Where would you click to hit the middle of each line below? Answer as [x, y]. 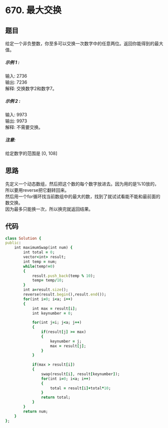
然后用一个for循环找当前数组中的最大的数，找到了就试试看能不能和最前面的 [83, 196]
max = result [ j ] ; [68, 346]
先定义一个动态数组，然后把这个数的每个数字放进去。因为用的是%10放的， [82, 184]
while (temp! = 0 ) [39, 266]
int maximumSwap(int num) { [43, 248]
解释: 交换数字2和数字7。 [31, 88]
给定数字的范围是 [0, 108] [31, 153]
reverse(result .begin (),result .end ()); [65, 295]
